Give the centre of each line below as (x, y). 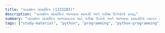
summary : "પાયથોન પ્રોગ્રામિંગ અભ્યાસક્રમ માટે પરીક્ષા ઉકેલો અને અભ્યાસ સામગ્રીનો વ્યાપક (81, 18)
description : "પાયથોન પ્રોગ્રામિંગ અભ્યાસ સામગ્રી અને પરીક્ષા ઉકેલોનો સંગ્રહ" (72, 14)
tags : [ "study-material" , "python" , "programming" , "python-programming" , (83, 23)
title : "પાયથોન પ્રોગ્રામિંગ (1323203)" (40, 9)
